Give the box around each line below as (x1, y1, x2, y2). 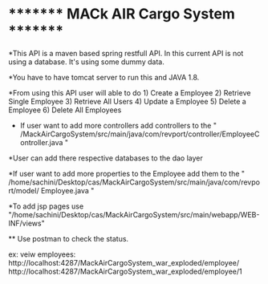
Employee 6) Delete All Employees (8, 105, 122, 115)
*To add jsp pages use (8, 201, 84, 211)
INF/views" (8, 218, 46, 228)
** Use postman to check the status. (8, 233, 129, 243)
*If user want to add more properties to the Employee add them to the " (8, 168, 246, 178)
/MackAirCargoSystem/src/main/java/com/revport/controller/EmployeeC (19, 129, 260, 139)
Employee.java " (40, 185, 95, 195)
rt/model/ (8, 185, 39, 195)
